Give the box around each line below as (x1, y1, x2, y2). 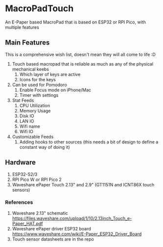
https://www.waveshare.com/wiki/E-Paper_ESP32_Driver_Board (12, 231, 142, 237)
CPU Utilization (19, 102, 50, 108)
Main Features (5, 39, 50, 47)
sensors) (12, 187, 30, 193)
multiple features (5, 24, 39, 30)
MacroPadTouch (5, 3, 74, 14)
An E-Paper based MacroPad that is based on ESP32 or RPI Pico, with (5, 19, 146, 25)
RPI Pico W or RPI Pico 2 (12, 177, 62, 182)
